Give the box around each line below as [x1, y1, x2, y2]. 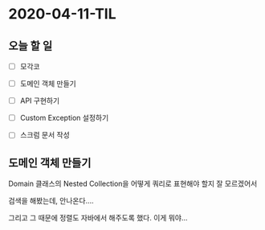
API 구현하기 [19, 96, 60, 105]
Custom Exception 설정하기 [19, 113, 109, 123]
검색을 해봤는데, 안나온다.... [8, 196, 94, 206]
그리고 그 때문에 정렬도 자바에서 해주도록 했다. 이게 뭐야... [8, 213, 188, 223]
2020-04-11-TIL [8, 5, 116, 23]
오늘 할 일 [8, 39, 53, 52]
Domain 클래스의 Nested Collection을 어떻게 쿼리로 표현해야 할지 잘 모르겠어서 [8, 179, 258, 189]
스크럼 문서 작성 [19, 130, 70, 140]
